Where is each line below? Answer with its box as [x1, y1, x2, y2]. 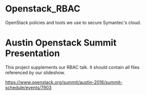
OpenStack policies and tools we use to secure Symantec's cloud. [5, 19, 141, 25]
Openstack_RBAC [5, 3, 81, 14]
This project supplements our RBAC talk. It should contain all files [5, 64, 140, 70]
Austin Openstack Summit [5, 37, 116, 48]
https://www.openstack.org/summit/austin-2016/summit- [5, 79, 123, 85]
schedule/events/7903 [5, 84, 52, 90]
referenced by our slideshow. [5, 69, 65, 75]
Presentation [5, 48, 60, 59]
